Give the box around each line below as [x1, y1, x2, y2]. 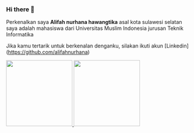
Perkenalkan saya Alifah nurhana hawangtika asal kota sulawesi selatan [6, 19, 182, 26]
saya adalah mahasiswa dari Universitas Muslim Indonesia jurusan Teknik [6, 25, 184, 32]
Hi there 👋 [6, 5, 35, 13]
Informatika [6, 31, 34, 38]
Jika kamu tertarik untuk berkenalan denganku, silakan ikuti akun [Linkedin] [6, 42, 189, 49]
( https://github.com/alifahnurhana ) [6, 49, 90, 56]
